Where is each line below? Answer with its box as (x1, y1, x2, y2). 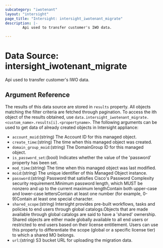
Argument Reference (5, 91, 70, 99)
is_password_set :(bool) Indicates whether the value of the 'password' (12, 154, 151, 160)
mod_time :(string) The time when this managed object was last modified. (12, 165, 157, 171)
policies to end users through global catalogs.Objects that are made (12, 206, 148, 212)
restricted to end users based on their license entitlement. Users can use (12, 222, 158, 228)
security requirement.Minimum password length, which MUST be (12, 180, 143, 186)
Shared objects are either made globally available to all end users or (12, 216, 148, 222)
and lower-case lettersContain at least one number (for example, (12, 191, 142, 196)
